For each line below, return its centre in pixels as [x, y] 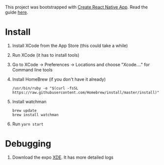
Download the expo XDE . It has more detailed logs [63, 157]
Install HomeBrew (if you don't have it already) [59, 79]
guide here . [17, 12]
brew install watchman [35, 115]
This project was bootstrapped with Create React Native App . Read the [76, 7]
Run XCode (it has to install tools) [46, 55]
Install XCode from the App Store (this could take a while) [70, 46]
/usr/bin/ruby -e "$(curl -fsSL [45, 88]
